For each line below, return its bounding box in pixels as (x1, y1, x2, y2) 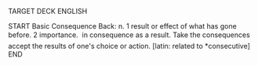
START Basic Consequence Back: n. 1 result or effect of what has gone (8, 22, 237, 30)
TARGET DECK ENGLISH (8, 7, 88, 15)
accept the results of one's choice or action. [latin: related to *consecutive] (8, 42, 251, 50)
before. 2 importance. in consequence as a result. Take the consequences (8, 30, 251, 39)
